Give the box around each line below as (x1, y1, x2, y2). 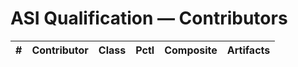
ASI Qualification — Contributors (10, 7, 288, 30)
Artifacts (226, 43, 271, 57)
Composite (164, 43, 218, 57)
